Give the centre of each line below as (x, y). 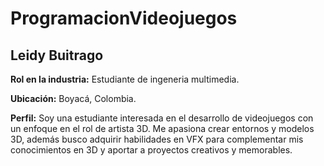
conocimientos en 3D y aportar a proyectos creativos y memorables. (151, 150)
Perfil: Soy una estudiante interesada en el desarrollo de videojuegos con (162, 118)
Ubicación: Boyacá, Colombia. (73, 98)
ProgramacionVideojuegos (124, 18)
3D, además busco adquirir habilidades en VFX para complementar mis (157, 139)
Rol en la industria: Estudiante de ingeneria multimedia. (125, 79)
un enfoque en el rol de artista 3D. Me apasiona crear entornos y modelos (162, 128)
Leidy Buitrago (57, 55)
